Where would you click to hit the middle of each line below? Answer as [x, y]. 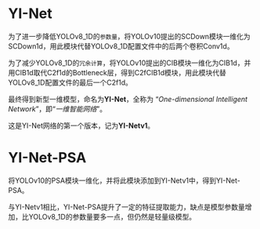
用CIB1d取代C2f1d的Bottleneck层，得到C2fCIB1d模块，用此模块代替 [117, 72]
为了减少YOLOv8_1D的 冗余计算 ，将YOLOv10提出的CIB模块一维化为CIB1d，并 [130, 63]
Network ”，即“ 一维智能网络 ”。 [58, 109]
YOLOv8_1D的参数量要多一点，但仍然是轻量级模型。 [112, 216]
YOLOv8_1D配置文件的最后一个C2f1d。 [70, 82]
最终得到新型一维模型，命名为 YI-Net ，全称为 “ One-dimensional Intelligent [128, 99]
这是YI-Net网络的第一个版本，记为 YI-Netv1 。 [81, 125]
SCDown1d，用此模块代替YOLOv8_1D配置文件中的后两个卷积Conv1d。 [121, 46]
